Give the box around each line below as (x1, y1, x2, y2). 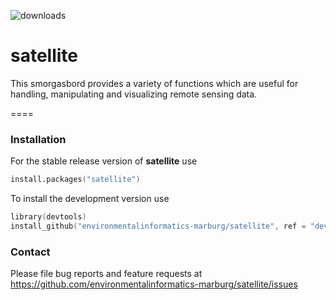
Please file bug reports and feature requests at (10, 268, 203, 280)
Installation (10, 132, 67, 146)
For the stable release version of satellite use (10, 155, 198, 167)
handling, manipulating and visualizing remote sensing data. (10, 88, 258, 100)
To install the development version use (10, 193, 170, 205)
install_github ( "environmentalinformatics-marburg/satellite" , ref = (10, 221, 307, 231)
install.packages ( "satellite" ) (10, 175, 141, 185)
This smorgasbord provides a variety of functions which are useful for (10, 77, 299, 89)
